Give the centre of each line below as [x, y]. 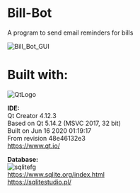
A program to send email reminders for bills [70, 33]
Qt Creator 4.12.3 [32, 115]
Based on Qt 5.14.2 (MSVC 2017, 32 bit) [64, 123]
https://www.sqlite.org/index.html [56, 174]
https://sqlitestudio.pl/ [40, 182]
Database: [23, 159]
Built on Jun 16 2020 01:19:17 [49, 130]
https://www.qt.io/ [34, 146]
